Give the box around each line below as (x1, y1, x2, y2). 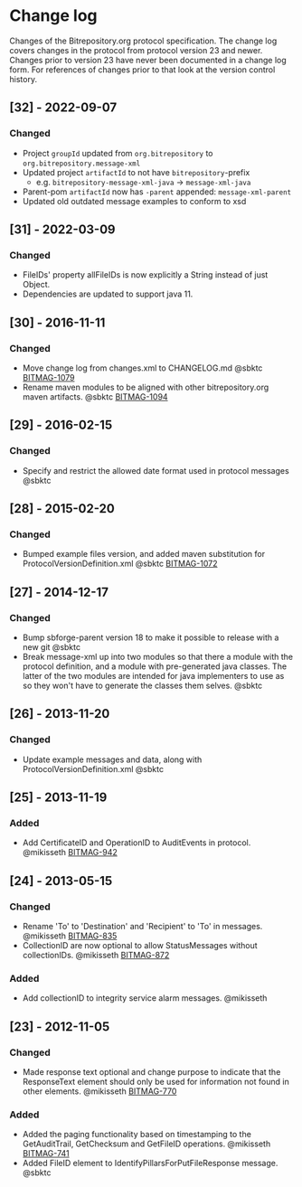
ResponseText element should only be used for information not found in (22, 1077, 289, 1088)
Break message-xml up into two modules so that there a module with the (22, 652, 294, 663)
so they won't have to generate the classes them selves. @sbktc (22, 680, 263, 692)
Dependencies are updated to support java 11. (22, 288, 193, 299)
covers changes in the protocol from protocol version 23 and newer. (9, 44, 263, 55)
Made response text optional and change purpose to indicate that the (22, 1067, 281, 1078)
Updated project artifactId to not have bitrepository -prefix (22, 166, 250, 177)
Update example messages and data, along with (22, 754, 203, 765)
